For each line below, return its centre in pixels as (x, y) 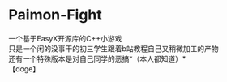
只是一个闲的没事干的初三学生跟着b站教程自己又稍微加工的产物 (113, 48)
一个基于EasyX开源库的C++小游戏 (65, 38)
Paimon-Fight (56, 15)
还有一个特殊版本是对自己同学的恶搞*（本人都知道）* (97, 58)
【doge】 (24, 69)
